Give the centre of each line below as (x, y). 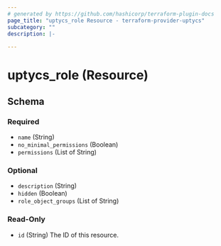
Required (23, 121)
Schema (26, 101)
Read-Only (27, 219)
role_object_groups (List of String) (68, 201)
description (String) (47, 186)
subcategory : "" (31, 27)
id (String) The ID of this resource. (68, 235)
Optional (22, 170)
